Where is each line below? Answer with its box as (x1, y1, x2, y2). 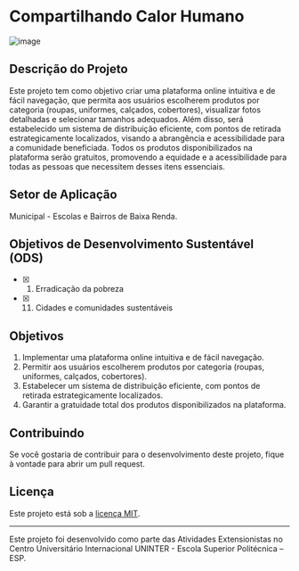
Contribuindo (9, 426, 85, 441)
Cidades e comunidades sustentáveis (35, 302, 174, 313)
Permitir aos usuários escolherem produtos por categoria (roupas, (21, 361, 265, 372)
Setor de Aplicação (9, 187, 117, 203)
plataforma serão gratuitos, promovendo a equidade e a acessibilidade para (9, 152, 287, 162)
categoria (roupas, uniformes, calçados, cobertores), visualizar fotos (9, 104, 261, 115)
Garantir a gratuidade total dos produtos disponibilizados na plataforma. (21, 400, 287, 410)
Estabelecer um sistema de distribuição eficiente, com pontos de (21, 381, 261, 392)
